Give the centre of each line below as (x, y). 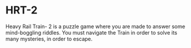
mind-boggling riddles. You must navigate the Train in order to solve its (91, 32)
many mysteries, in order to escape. (49, 39)
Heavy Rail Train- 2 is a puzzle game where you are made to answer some (95, 26)
